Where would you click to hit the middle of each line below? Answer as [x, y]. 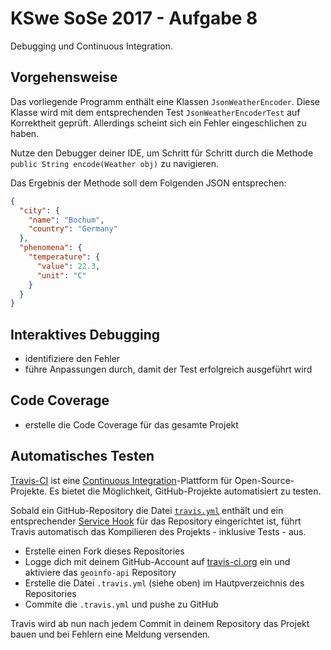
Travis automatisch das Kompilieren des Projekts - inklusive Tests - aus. [158, 531]
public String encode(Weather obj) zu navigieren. [114, 163]
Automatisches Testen [82, 456]
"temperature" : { [64, 257]
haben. [25, 133]
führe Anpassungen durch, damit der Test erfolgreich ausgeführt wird [168, 369]
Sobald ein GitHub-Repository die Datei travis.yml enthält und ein [147, 510]
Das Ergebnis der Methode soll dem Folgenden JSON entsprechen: [148, 183]
